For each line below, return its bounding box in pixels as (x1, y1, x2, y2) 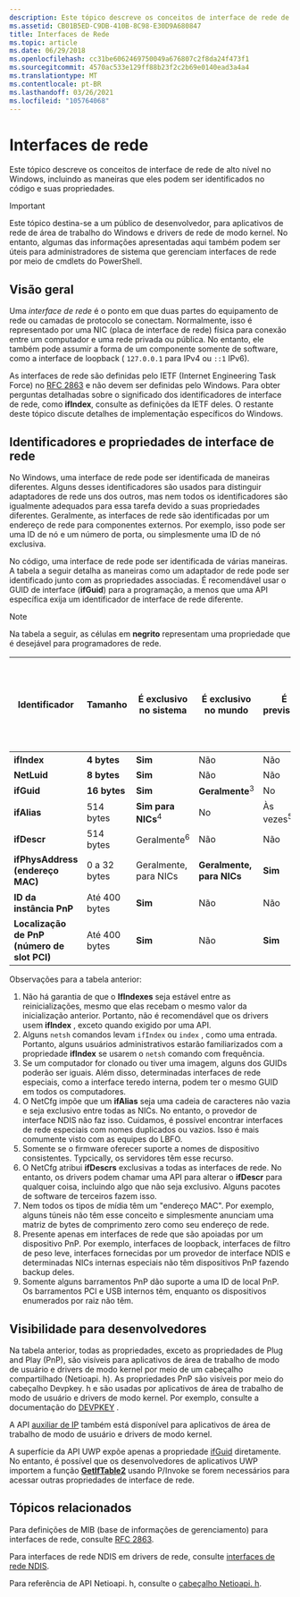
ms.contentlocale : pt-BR (9, 80, 102, 89)
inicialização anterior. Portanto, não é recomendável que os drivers (21, 1010, 270, 1021)
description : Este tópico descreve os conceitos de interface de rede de (9, 13, 290, 22)
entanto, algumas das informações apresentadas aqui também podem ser (9, 237, 281, 248)
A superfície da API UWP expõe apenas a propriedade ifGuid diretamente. (9, 1446, 281, 1458)
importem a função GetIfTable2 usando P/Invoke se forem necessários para (9, 1466, 290, 1476)
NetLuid (13, 769, 49, 782)
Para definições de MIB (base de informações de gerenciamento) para (9, 1524, 269, 1534)
